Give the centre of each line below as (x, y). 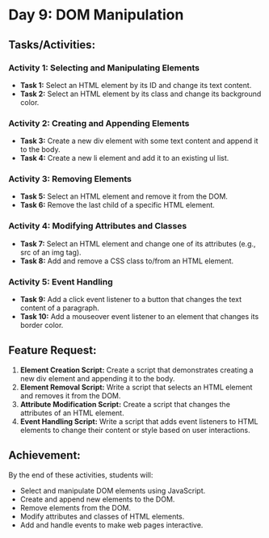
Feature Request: (53, 350)
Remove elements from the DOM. (76, 507)
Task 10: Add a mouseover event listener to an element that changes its (139, 317)
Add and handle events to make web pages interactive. (111, 525)
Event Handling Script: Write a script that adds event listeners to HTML (139, 421)
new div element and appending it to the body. (97, 378)
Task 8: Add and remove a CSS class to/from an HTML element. (127, 261)
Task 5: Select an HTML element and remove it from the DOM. (124, 196)
